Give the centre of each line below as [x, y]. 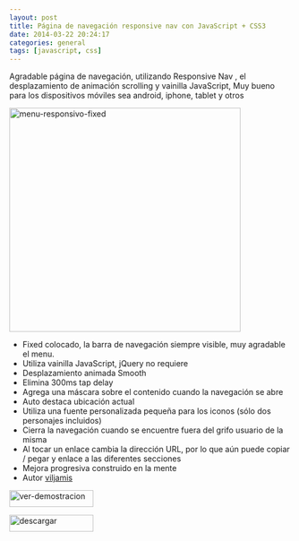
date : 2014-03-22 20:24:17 [60, 34]
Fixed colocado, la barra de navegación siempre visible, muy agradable [154, 345]
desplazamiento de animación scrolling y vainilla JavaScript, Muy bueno [142, 86]
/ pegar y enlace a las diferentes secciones [102, 459]
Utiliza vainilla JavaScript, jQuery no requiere [105, 364]
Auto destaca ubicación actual [78, 402]
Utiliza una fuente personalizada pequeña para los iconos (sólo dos [146, 411]
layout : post [34, 17]
